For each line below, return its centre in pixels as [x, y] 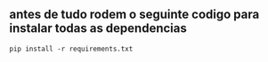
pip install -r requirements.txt [71, 49]
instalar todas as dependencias [98, 29]
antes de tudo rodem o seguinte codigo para [134, 15]
